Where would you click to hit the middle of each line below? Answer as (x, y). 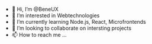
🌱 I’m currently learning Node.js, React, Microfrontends (79, 22)
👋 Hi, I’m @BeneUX (35, 9)
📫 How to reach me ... (39, 35)
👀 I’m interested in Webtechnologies (56, 15)
